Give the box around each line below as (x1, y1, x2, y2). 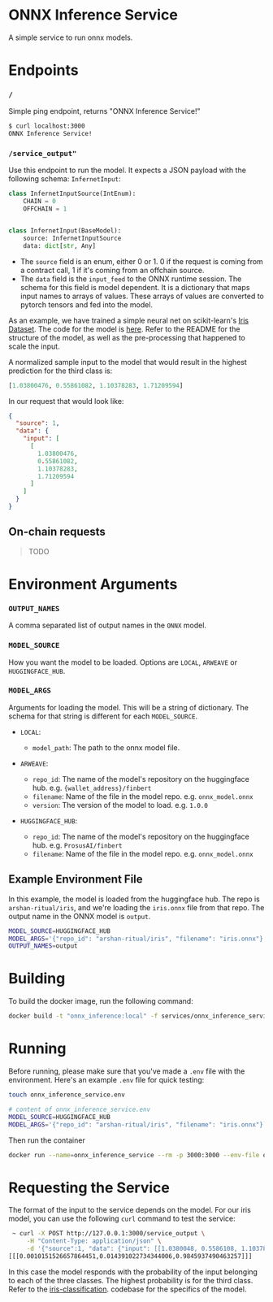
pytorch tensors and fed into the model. (19, 299, 153, 310)
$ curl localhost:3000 (8, 122, 85, 131)
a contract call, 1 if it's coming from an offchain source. (19, 265, 205, 275)
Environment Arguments (8, 575, 178, 593)
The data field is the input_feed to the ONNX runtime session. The (19, 274, 242, 284)
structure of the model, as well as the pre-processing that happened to (8, 332, 245, 342)
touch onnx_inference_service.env (8, 1091, 126, 1099)
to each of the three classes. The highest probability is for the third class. (8, 1275, 253, 1285)
